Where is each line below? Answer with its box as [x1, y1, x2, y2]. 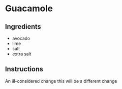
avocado [12, 35, 30, 41]
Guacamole [5, 3, 53, 14]
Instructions [5, 65, 43, 73]
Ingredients [5, 22, 41, 31]
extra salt [12, 51, 31, 57]
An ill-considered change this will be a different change [5, 78, 117, 84]
